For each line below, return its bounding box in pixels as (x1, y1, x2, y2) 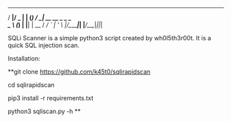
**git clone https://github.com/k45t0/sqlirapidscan (8, 67, 151, 76)
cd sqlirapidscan (8, 81, 55, 89)
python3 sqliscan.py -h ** (8, 107, 81, 115)
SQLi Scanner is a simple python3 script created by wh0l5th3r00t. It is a (8, 34, 212, 42)
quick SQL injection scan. (8, 42, 80, 49)
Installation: (8, 55, 40, 62)
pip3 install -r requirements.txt (8, 94, 94, 102)
